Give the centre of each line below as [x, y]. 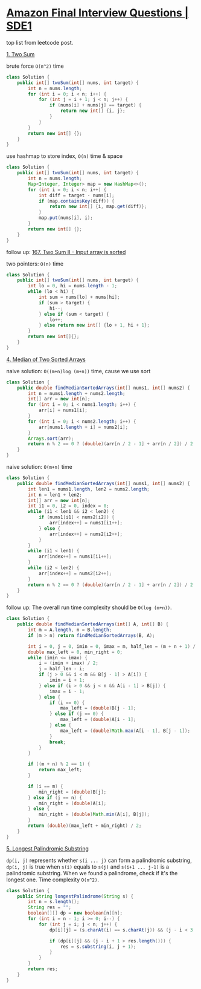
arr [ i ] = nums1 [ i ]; [63, 410]
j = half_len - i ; [62, 669]
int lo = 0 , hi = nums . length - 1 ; [73, 286]
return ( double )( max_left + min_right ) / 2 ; [85, 826]
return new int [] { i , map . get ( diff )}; [98, 207]
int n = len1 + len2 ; [55, 495]
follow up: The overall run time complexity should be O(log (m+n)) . [89, 607]
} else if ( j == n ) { [55, 798]
